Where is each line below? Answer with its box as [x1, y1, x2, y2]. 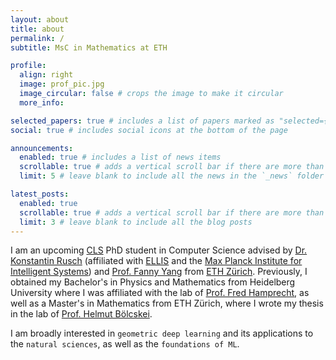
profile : [10, 61, 47, 71]
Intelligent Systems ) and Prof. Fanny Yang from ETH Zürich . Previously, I [10, 266, 308, 278]
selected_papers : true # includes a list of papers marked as [10, 116, 275, 126]
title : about [10, 24, 65, 34]
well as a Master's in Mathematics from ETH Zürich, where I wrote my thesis [10, 297, 324, 310]
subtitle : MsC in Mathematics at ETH [10, 42, 168, 53]
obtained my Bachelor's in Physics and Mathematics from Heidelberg [10, 276, 296, 288]
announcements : [10, 143, 74, 153]
